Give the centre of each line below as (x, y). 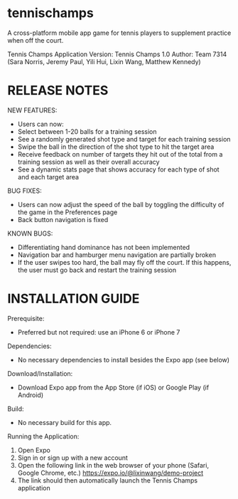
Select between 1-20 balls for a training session (87, 131)
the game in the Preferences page (67, 212)
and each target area (48, 177)
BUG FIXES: (25, 191)
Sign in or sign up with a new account (72, 458)
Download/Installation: (40, 373)
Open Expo (34, 450)
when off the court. (36, 40)
